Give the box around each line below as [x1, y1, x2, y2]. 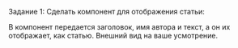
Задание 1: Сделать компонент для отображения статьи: [8, 7, 205, 16]
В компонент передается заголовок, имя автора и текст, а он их [8, 22, 231, 31]
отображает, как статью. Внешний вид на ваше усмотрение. [8, 31, 219, 40]
